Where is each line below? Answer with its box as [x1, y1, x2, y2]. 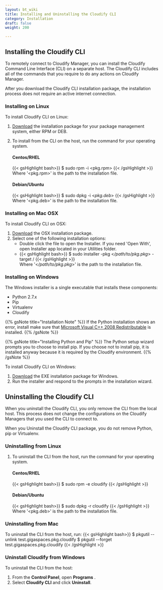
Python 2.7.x [12, 294, 37, 300]
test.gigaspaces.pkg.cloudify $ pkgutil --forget [18, 537, 112, 543]
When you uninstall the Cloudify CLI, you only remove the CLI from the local [5, 406, 157, 412]
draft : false [5, 20, 32, 26]
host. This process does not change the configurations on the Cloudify [5, 411, 147, 417]
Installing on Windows [5, 274, 59, 280]
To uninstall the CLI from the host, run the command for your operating [12, 454, 154, 460]
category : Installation [5, 16, 54, 21]
